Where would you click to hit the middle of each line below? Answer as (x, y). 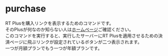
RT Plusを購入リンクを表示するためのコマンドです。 (59, 23)
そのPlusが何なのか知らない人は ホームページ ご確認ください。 (70, 29)
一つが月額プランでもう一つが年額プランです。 (54, 48)
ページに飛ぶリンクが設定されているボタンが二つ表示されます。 (76, 42)
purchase (26, 9)
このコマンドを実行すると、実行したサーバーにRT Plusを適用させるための (82, 35)
